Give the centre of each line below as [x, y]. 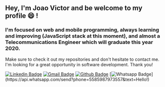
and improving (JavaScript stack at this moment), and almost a [83, 36]
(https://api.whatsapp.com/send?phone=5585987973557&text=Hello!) [77, 79]
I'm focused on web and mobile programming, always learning [82, 30]
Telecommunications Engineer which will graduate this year [79, 43]
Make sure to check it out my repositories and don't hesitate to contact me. [82, 59]
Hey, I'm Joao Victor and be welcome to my [74, 8]
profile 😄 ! [22, 16]
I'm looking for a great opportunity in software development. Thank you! [79, 64]
